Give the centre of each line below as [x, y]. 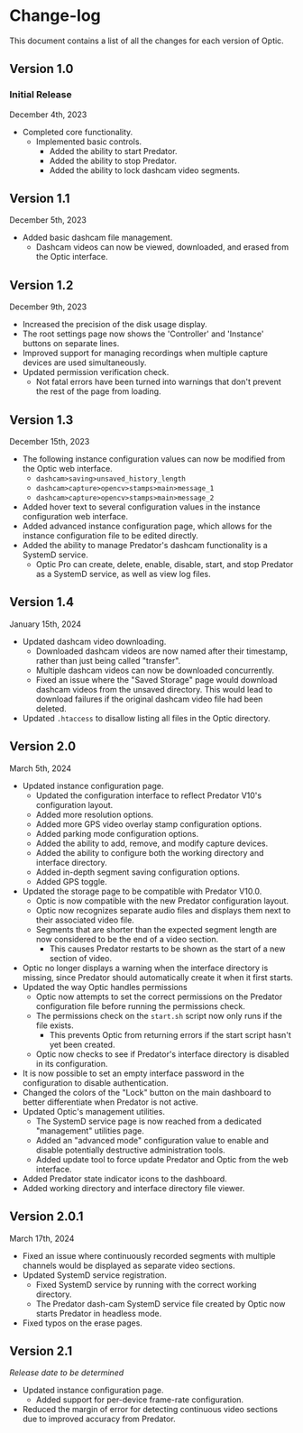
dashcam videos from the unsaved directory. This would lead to [154, 689]
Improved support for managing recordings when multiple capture [145, 354]
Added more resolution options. [95, 814]
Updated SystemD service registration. [94, 1275]
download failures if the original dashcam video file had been [149, 699]
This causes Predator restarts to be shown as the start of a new [167, 949]
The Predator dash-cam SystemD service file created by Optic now [161, 1303]
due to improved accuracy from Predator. [99, 1419]
